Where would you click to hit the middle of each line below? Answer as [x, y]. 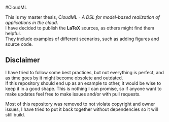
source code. [19, 44]
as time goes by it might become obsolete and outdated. [64, 78]
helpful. [13, 33]
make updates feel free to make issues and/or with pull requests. [73, 94]
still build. [15, 114]
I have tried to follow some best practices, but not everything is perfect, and [84, 72]
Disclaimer [23, 60]
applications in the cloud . [32, 23]
